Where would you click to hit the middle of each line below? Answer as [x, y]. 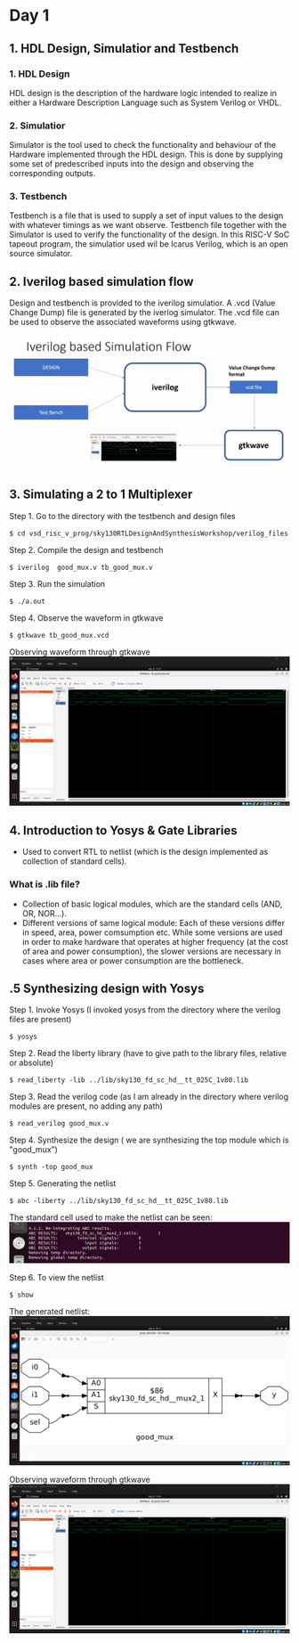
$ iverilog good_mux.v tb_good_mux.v [81, 567]
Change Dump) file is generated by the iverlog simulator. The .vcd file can [145, 313]
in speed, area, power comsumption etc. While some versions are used [152, 932]
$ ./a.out [28, 601]
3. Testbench [38, 197]
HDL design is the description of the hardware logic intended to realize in [143, 93]
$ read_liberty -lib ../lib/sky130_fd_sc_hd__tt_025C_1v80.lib [129, 1080]
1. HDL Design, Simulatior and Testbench [124, 49]
